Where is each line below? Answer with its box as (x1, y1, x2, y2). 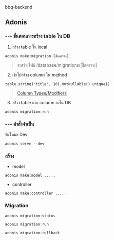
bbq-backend (5, 4, 33, 10)
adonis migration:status (5, 213, 56, 218)
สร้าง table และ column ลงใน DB (12, 99, 71, 105)
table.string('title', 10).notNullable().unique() (5, 81, 110, 87)
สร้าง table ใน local (12, 44, 48, 50)
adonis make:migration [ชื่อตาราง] (5, 54, 69, 58)
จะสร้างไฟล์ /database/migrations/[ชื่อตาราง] (17, 62, 97, 68)
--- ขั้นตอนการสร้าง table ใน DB (5, 33, 71, 39)
